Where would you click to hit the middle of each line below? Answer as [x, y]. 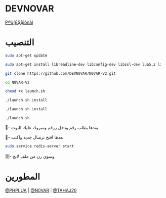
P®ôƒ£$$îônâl [19, 22]
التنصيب [20, 42]
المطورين [23, 176]
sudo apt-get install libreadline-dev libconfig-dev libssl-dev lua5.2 [80, 64]
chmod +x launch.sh [25, 91]
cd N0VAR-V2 [17, 82]
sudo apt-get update [26, 55]
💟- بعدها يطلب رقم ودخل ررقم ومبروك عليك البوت [52, 127]
